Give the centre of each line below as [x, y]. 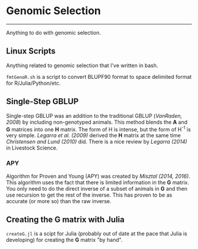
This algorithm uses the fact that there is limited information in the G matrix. [98, 182]
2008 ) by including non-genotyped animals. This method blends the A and [97, 122]
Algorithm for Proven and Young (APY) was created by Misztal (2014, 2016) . [98, 176]
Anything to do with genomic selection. [54, 32]
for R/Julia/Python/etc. [33, 83]
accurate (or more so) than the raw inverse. [59, 201]
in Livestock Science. [32, 148]
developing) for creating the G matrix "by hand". [64, 240]
